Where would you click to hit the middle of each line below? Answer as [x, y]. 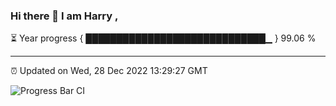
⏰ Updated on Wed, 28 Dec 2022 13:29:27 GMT [109, 71]
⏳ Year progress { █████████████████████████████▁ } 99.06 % [163, 38]
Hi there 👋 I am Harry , [64, 16]
